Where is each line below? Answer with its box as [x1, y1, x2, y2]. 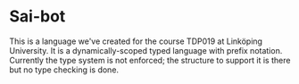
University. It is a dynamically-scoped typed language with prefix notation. [9, 45, 283, 55]
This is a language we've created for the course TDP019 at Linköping [9, 36, 263, 46]
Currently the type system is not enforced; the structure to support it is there [9, 55, 291, 65]
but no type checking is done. [9, 64, 119, 75]
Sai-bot [9, 6, 66, 27]
